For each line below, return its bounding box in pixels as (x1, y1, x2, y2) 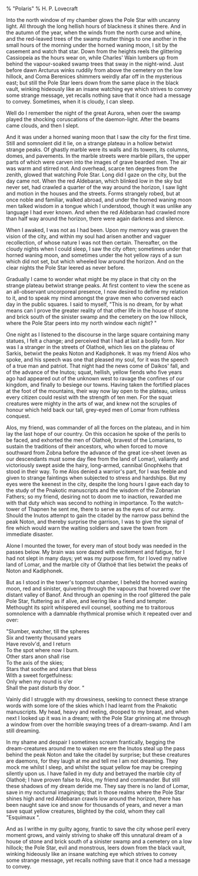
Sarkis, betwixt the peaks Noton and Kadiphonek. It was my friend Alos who (6, 350, 191, 357)
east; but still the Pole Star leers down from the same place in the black (6, 79, 179, 86)
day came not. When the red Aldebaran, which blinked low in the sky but (6, 177, 183, 184)
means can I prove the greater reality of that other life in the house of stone (6, 307, 189, 314)
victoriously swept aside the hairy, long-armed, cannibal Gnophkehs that (6, 462, 183, 468)
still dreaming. (6, 727, 41, 734)
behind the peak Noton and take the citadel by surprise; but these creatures (6, 751, 190, 758)
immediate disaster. (6, 531, 54, 538)
